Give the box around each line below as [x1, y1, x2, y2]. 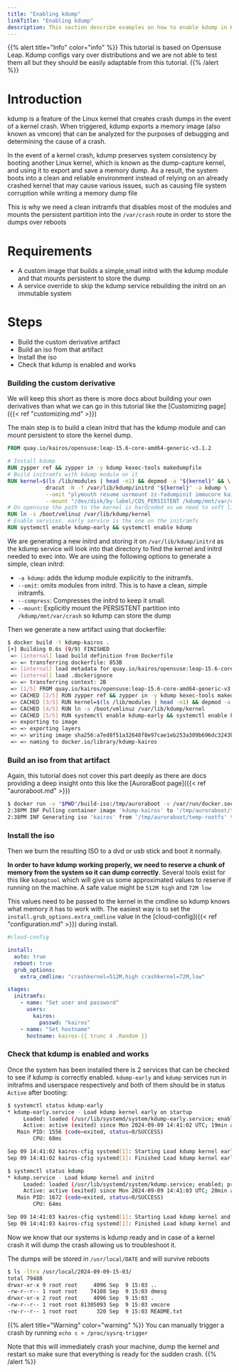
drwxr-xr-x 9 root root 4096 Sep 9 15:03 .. [7, 1281, 158, 1289]
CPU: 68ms [33, 1135, 62, 1142]
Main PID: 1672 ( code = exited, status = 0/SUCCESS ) [16, 1194, 164, 1202]
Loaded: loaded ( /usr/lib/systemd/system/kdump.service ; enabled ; [23, 1181, 224, 1188]
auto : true [14, 953, 46, 960]
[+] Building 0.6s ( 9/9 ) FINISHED [7, 645, 110, 652]
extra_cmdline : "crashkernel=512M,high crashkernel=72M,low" [20, 973, 205, 981]
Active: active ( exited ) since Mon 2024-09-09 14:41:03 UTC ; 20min [23, 1187, 228, 1194]
